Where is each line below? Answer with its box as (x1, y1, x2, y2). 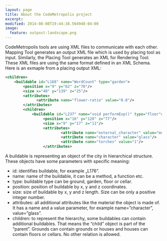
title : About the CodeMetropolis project (5, 12, 92, 17)
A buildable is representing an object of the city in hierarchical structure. (5, 153, 153, 159)
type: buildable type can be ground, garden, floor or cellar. (12, 178, 133, 184)
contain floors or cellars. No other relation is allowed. (12, 232, 121, 237)
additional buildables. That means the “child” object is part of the (12, 221, 146, 227)
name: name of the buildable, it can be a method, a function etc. (12, 173, 144, 179)
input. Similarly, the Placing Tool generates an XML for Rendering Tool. (5, 55, 150, 60)
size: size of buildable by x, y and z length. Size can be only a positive (12, 189, 156, 195)
